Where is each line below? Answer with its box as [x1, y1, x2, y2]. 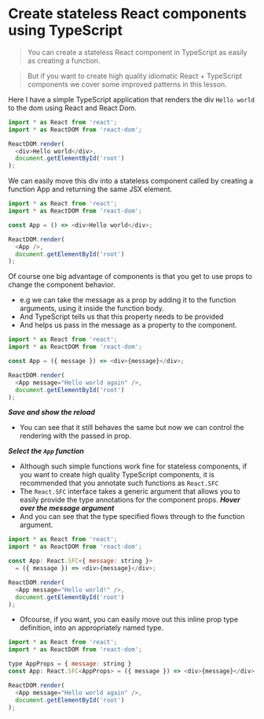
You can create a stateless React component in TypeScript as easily [27, 47, 247, 57]
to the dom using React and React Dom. [8, 103, 137, 113]
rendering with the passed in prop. [19, 431, 132, 441]
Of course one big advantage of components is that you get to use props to [8, 272, 253, 281]
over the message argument [19, 503, 115, 513]
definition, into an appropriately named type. [19, 623, 163, 632]
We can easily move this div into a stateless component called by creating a [8, 176, 254, 186]
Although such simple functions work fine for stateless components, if [19, 461, 247, 471]
